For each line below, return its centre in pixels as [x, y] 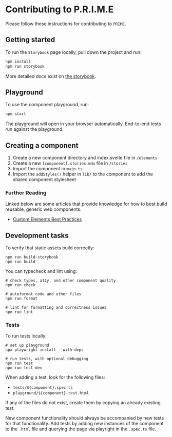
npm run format [22, 299]
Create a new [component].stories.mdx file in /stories [70, 163]
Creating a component [42, 145]
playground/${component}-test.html [51, 393]
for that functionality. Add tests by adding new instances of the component [84, 424]
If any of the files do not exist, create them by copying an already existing [83, 403]
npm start [16, 114]
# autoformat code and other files [43, 294]
